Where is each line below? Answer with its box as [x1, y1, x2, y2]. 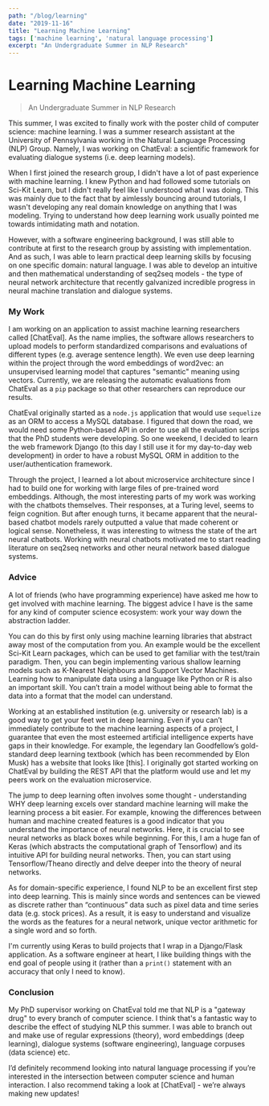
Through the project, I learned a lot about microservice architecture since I [8, 475, 255, 484]
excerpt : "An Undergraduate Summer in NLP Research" [8, 42, 189, 50]
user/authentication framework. [8, 459, 112, 469]
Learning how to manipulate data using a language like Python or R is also [8, 674, 253, 684]
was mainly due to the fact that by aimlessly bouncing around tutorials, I [8, 194, 247, 203]
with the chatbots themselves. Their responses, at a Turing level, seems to [8, 500, 255, 510]
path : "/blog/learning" [8, 11, 88, 20]
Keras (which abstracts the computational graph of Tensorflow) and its [8, 841, 243, 851]
